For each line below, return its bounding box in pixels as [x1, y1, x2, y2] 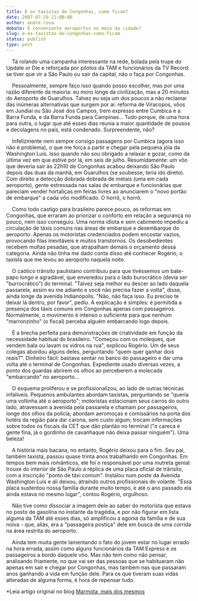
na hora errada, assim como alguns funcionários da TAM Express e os [6, 545, 177, 552]
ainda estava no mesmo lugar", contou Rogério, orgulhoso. [6, 490, 150, 497]
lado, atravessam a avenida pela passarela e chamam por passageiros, [6, 403, 178, 410]
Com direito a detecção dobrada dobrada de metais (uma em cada [6, 175, 168, 182]
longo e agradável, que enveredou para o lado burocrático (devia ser [20, 274, 187, 281]
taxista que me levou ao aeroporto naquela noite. [6, 256, 126, 263]
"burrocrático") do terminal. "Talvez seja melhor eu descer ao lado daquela [6, 279, 189, 287]
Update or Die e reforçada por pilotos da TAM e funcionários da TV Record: [6, 64, 190, 71]
